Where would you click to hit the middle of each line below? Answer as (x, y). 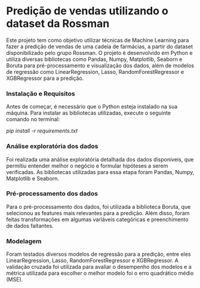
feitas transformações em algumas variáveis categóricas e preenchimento (97, 219)
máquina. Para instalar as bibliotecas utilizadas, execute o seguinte (89, 113)
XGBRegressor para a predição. (45, 78)
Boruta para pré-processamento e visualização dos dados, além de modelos (100, 65)
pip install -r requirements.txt (42, 131)
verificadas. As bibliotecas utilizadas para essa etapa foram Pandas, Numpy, (100, 172)
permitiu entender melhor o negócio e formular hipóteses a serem (87, 166)
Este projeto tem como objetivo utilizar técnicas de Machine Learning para (98, 40)
